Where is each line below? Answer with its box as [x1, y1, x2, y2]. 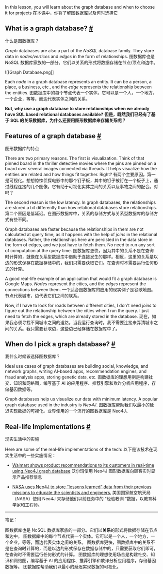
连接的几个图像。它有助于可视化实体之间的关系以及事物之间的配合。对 [17, 183, 158, 189]
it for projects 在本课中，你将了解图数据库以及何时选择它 [5, 10, 118, 16]
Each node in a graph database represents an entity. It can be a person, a [5, 79, 152, 84]
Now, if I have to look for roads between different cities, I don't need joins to [5, 302, 157, 308]
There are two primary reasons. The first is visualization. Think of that [5, 155, 145, 161]
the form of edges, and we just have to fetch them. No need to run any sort [5, 241, 155, 248]
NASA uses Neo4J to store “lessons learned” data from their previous [12, 484, 152, 490]
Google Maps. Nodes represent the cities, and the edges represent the [5, 280, 147, 287]
